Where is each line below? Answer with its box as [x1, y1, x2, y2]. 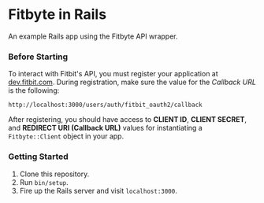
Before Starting [8, 51, 69, 62]
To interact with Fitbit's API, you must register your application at [8, 69, 218, 79]
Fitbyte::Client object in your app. [8, 131, 125, 141]
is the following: [8, 86, 60, 95]
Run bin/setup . [19, 177, 69, 186]
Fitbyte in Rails [8, 6, 107, 24]
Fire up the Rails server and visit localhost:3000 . [19, 186, 177, 195]
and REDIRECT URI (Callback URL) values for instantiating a [8, 124, 203, 133]
